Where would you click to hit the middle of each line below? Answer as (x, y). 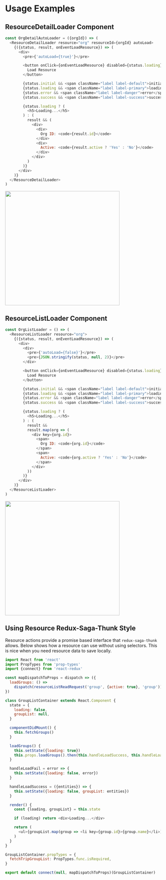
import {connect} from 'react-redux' (44, 669)
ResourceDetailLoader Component (60, 27)
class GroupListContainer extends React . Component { (61, 700)
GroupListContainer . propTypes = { (41, 855)
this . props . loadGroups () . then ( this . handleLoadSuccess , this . (78, 755)
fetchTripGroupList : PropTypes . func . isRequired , (61, 859)
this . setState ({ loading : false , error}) (56, 773)
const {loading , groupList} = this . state (57, 809)
